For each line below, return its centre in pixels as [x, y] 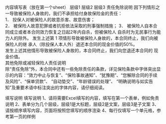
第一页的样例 [22, 117]
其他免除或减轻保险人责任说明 [35, 63]
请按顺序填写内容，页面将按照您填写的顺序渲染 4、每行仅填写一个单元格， [81, 110]
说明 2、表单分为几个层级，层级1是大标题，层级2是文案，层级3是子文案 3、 [82, 104]
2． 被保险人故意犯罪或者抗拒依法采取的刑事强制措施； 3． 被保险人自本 [79, 26]
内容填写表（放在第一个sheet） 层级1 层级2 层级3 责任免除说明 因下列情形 [81, 7]
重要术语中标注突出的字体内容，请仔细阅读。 [61, 87]
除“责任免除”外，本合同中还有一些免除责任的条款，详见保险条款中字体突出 [81, 69]
